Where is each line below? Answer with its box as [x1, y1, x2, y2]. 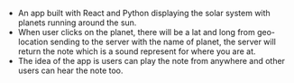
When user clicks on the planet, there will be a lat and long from [17, 27, 255, 37]
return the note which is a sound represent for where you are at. [17, 46, 256, 57]
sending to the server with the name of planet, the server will [50, 36, 277, 47]
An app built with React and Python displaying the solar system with [17, 8, 271, 18]
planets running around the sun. [17, 17, 137, 28]
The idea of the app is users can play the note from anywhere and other [17, 56, 286, 66]
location [17, 36, 49, 47]
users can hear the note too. [17, 65, 124, 76]
